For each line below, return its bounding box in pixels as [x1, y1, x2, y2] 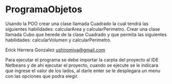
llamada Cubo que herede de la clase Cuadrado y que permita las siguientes [5, 31, 167, 37]
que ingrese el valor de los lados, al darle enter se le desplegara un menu [5, 68, 161, 74]
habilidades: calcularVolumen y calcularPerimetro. [5, 37, 111, 43]
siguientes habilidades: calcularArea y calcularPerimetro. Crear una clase [5, 26, 160, 32]
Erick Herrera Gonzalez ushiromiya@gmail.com [5, 47, 105, 53]
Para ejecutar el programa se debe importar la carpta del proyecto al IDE [5, 56, 159, 62]
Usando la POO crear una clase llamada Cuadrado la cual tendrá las [5, 20, 149, 27]
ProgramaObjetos [5, 4, 83, 15]
